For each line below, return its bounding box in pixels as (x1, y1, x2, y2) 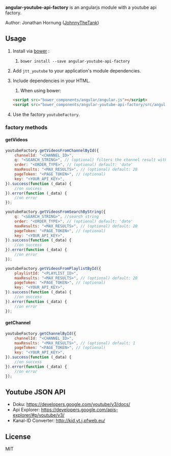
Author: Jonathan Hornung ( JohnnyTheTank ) (5, 20, 99, 26)
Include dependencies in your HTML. (12, 78, 91, 84)
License (5, 432, 31, 441)
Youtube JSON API (5, 388, 66, 396)
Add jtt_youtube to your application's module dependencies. (12, 67, 141, 73)
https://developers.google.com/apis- (41, 407, 119, 413)
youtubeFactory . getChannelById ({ (5, 331, 76, 336)
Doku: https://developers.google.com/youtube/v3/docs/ (12, 401, 131, 408)
